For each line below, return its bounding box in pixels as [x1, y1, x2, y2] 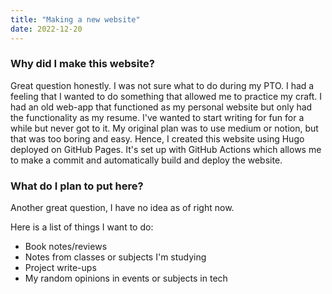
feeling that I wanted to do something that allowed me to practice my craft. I [10, 90, 323, 102]
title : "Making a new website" [10, 14, 141, 25]
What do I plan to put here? [10, 179, 144, 193]
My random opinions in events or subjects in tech [24, 272, 228, 285]
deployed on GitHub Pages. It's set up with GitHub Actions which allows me [10, 143, 322, 155]
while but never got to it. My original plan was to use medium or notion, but [10, 122, 319, 134]
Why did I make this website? [10, 57, 155, 71]
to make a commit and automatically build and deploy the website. [10, 154, 283, 166]
